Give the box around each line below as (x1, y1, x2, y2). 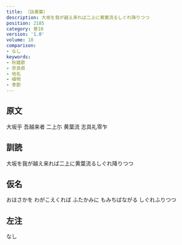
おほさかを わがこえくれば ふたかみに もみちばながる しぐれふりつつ (6, 196, 177, 203)
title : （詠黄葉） (6, 8, 48, 15)
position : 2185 (6, 20, 45, 26)
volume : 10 (6, 37, 34, 43)
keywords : (6, 54, 31, 60)
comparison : (6, 43, 36, 49)
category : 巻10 (6, 25, 44, 32)
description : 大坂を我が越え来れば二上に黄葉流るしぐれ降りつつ (6, 15, 150, 21)
